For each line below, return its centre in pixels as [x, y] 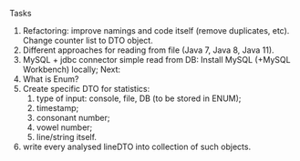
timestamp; [57, 108]
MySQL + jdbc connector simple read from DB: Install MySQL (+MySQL [156, 60]
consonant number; [73, 118]
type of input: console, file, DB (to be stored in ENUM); [139, 98]
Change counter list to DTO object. [88, 40]
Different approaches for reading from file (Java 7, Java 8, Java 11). [149, 50]
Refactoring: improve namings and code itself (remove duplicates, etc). [156, 30]
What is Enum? [51, 79]
